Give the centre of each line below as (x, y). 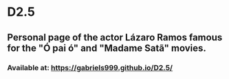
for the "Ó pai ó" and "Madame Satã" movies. (107, 48)
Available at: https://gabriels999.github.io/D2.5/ (90, 67)
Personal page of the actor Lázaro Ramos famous (115, 37)
